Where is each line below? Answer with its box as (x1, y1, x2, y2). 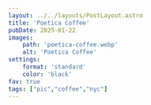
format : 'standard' (22, 63, 87, 71)
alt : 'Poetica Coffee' (22, 48, 97, 56)
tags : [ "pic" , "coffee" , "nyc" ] (8, 84, 108, 93)
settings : (8, 56, 41, 64)
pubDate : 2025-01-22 (8, 26, 77, 34)
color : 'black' (22, 70, 73, 78)
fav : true (8, 77, 41, 85)
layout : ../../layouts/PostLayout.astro (8, 11, 144, 20)
